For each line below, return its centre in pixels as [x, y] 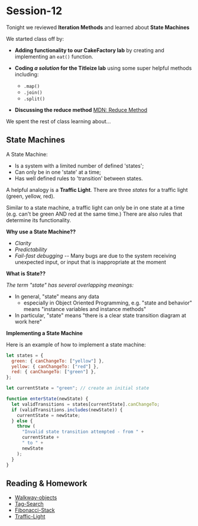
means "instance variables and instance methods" [85, 309]
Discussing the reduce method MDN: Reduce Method [81, 110]
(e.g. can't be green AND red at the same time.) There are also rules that [94, 214]
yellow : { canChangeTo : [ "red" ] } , [55, 366]
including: [27, 74]
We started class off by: [35, 39]
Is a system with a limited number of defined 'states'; [79, 166]
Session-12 [34, 11]
